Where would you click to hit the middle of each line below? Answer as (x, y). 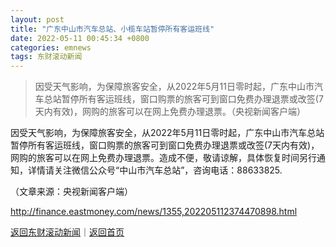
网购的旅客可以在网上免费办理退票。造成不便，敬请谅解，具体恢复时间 (155, 158)
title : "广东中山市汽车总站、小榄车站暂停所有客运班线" (112, 29)
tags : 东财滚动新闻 (46, 57)
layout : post (37, 19)
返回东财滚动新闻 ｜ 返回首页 (67, 232)
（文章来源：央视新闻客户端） (71, 192)
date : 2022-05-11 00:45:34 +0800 (80, 38)
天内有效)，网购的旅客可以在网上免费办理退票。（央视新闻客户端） (170, 112)
